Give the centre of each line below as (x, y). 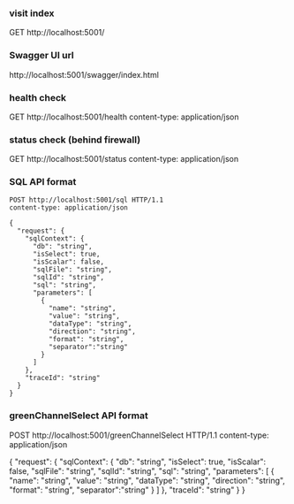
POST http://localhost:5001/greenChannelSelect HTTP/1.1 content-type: (139, 435)
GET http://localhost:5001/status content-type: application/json (124, 159)
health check (38, 97)
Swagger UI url (42, 56)
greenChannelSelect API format (79, 416)
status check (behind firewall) (75, 140)
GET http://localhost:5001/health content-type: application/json (124, 117)
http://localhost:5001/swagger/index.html (84, 74)
